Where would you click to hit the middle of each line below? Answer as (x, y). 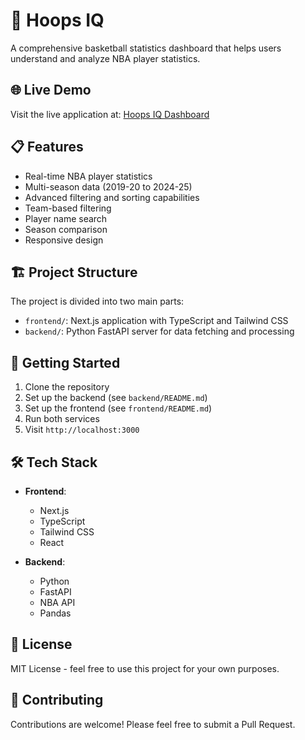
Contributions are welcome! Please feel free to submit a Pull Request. (153, 724)
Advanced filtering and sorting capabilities (112, 197)
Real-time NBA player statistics (88, 176)
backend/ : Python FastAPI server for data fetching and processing (159, 331)
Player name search (66, 218)
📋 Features (47, 147)
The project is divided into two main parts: (97, 301)
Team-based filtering (68, 208)
